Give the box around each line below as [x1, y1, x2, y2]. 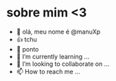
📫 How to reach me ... [16, 67, 80, 76]
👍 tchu [16, 35, 37, 43]
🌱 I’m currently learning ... [16, 52, 90, 60]
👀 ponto [16, 45, 39, 53]
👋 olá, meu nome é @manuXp [16, 27, 101, 36]
